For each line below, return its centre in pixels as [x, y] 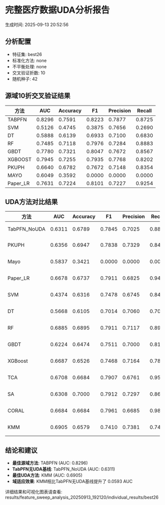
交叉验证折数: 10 [29, 73]
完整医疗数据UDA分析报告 [57, 10]
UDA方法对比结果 [31, 202]
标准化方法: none [29, 60]
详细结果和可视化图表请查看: [34, 492]
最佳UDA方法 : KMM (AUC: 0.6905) [47, 475]
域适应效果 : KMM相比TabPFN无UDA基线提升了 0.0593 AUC [72, 481]
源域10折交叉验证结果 [38, 96]
